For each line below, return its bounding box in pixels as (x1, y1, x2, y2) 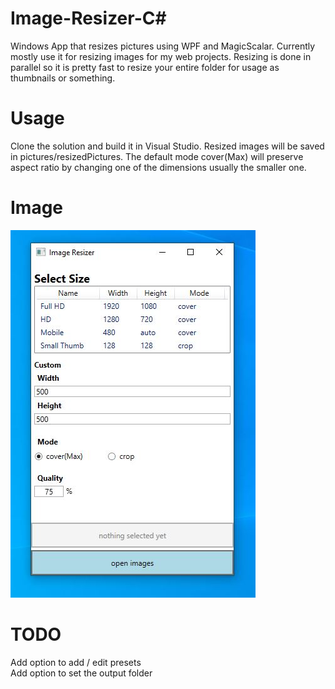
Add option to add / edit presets (10, 656, 142, 668)
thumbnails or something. (10, 72, 116, 84)
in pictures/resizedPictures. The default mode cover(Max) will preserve (10, 150, 304, 162)
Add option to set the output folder (10, 667, 153, 679)
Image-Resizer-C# (10, 7, 167, 30)
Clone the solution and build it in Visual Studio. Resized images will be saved (10, 140, 325, 152)
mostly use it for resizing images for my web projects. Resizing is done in (10, 50, 312, 62)
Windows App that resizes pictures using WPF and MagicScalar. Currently (10, 40, 316, 52)
